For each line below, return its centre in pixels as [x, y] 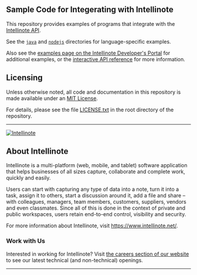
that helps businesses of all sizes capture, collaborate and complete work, [96, 172]
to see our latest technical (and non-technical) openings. [75, 260]
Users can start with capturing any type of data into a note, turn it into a [93, 189]
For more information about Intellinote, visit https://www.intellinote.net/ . [92, 226]
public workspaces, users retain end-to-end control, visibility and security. [96, 214]
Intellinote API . [23, 30]
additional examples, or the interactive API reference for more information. [96, 59]
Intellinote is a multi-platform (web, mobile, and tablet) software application [97, 165]
